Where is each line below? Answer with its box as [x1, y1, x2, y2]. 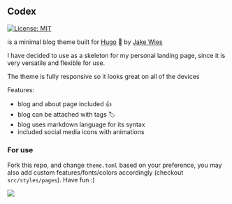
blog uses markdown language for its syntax [17, 120, 145, 129]
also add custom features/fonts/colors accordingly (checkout [7, 168, 184, 177]
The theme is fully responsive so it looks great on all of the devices [7, 72, 200, 80]
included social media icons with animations [17, 127, 145, 136]
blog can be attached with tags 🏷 [17, 110, 116, 118]
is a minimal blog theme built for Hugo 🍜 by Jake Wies [7, 38, 163, 46]
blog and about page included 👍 [17, 99, 112, 108]
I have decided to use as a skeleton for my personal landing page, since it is [7, 51, 226, 59]
